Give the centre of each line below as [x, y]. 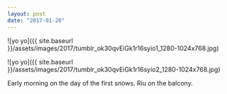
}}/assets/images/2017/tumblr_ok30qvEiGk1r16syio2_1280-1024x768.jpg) [114, 69]
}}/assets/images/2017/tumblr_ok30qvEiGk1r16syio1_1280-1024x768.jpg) [113, 48]
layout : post [27, 14]
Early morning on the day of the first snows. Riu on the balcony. [100, 83]
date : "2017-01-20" [36, 20]
